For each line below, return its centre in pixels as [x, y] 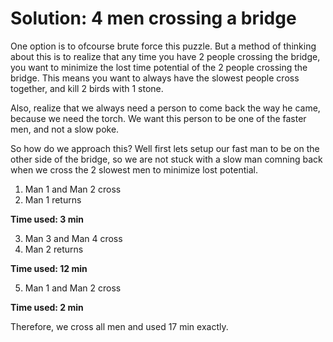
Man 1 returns [53, 199]
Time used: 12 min [49, 268]
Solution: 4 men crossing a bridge [153, 18]
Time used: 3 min [47, 219]
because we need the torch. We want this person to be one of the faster [158, 118]
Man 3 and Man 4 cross [73, 238]
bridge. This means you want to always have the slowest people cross [155, 78]
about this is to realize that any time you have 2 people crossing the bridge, [165, 56]
